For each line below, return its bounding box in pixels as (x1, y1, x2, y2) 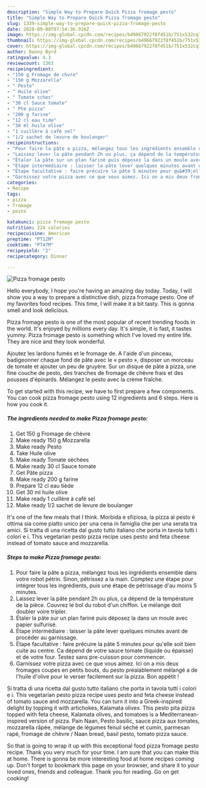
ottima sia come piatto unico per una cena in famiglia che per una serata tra (7, 520, 197, 527)
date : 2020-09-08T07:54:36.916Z (7, 26, 89, 32)
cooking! (7, 775, 29, 782)
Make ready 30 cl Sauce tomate (15, 463, 97, 470)
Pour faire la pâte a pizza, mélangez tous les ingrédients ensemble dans (15, 569, 197, 576)
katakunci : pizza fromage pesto (7, 219, 89, 225)
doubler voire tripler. (15, 608, 67, 615)
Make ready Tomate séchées (15, 456, 89, 464)
